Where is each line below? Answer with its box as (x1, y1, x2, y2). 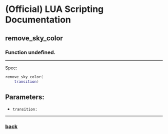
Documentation (5, 14, 71, 25)
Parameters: (5, 93, 44, 102)
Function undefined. (5, 49, 56, 56)
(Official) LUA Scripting (5, 3, 104, 15)
